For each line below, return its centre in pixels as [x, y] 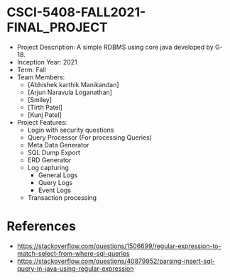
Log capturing [48, 167]
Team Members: [41, 77]
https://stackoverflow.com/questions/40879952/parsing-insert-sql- [116, 261]
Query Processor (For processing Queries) [90, 137]
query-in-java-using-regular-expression [75, 268]
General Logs [58, 175]
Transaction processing [62, 197]
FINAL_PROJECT [57, 27]
